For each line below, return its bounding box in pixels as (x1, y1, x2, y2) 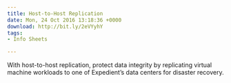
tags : (7, 29, 23, 37)
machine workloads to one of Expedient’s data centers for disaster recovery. (7, 68, 224, 77)
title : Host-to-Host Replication (7, 10, 103, 17)
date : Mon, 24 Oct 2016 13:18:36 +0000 (7, 17, 122, 24)
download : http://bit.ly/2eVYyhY (7, 23, 103, 30)
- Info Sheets (7, 36, 48, 43)
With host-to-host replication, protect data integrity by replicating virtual (7, 61, 212, 69)
